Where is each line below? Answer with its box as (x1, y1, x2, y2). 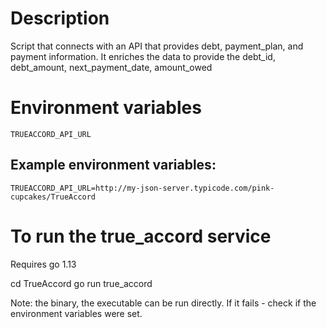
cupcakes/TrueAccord (10, 192, 97, 202)
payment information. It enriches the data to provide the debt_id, (10, 50, 276, 62)
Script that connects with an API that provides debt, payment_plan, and (10, 40, 304, 52)
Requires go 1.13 (10, 258, 77, 270)
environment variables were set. (10, 307, 143, 319)
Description (10, 7, 110, 30)
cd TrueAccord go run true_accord (10, 277, 153, 289)
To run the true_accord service (10, 225, 272, 247)
